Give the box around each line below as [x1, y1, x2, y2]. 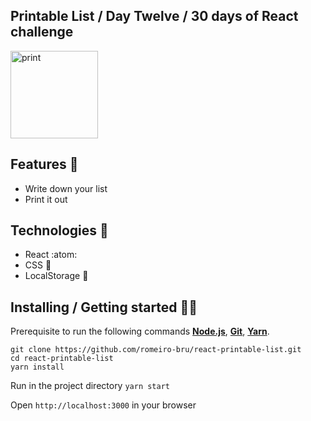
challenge [10, 24, 74, 41]
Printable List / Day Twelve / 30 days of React [10, 8, 299, 25]
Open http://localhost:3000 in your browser [10, 399, 197, 411]
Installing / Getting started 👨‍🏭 [10, 299, 198, 316]
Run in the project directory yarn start [10, 380, 171, 392]
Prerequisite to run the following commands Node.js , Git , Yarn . [10, 325, 270, 338]
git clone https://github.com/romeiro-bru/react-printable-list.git [10, 345, 302, 355]
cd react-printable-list [10, 354, 114, 364]
